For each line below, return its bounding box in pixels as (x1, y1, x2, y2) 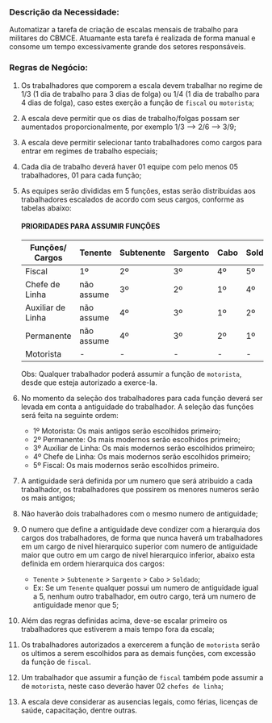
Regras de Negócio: (9, 62, 88, 73)
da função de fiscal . (20, 657, 91, 667)
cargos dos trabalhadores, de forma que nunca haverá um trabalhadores (20, 533, 263, 542)
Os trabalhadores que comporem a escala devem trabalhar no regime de (20, 80, 263, 90)
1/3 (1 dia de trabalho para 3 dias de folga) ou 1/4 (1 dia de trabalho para (20, 89, 261, 98)
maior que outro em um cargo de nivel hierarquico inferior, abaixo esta (20, 550, 255, 559)
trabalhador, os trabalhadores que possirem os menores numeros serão (20, 484, 260, 494)
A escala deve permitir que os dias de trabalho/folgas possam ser (20, 113, 241, 123)
